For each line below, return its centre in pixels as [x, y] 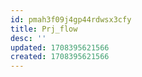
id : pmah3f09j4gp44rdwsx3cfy [71, 19]
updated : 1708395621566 [60, 47]
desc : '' [28, 38]
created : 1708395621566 [60, 57]
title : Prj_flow [44, 29]
